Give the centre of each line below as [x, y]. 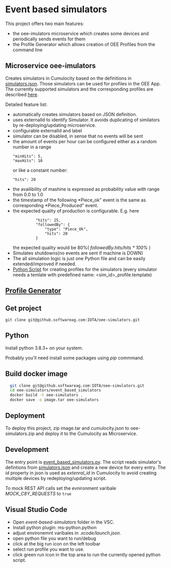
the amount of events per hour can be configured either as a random [84, 141]
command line [27, 50]
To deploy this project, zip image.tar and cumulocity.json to [67, 428]
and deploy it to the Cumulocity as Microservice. [86, 434]
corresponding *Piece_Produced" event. [55, 205]
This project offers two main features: [45, 24]
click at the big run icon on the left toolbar [56, 543]
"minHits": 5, [27, 156]
